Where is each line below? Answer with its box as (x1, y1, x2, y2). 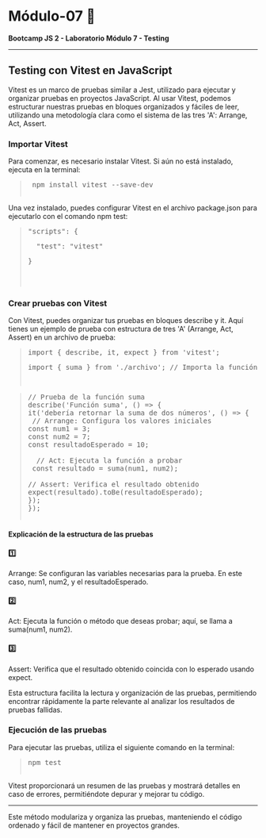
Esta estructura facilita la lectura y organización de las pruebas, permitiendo (8, 688, 257, 698)
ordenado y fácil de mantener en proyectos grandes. (8, 821, 180, 830)
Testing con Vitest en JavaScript (8, 63, 173, 78)
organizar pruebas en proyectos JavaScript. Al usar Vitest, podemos (8, 93, 231, 102)
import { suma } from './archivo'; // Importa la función (27, 363, 258, 372)
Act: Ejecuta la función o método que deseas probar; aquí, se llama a (8, 617, 234, 626)
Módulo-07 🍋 (8, 7, 96, 25)
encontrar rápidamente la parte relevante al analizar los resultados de (8, 696, 235, 705)
